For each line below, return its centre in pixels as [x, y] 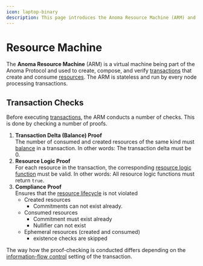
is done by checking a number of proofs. [57, 124]
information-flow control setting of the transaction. [69, 257]
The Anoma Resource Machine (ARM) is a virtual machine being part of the [101, 64]
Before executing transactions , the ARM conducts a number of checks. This [101, 117]
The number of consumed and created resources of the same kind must [105, 142]
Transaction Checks [45, 103]
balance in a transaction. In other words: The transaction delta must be [103, 148]
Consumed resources [51, 213]
